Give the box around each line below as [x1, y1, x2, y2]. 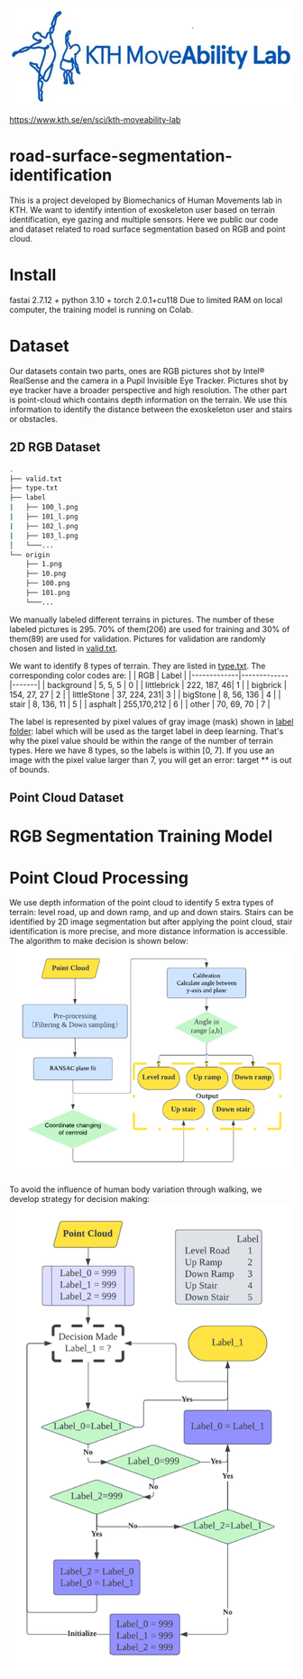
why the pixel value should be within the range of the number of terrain [9, 735, 273, 746]
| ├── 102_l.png [9, 521, 78, 530]
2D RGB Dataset [9, 440, 101, 455]
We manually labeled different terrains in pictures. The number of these [9, 614, 275, 625]
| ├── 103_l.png [9, 531, 78, 540]
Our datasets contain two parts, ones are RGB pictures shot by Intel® [9, 365, 265, 376]
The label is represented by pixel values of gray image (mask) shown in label [9, 716, 294, 727]
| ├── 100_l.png [9, 503, 78, 512]
